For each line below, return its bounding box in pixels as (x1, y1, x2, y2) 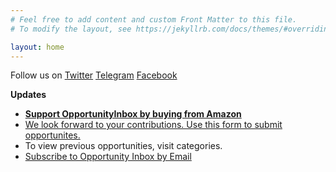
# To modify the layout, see (10, 24, 132, 34)
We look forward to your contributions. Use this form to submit (24, 119, 283, 131)
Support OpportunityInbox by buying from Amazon (24, 108, 242, 120)
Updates (10, 89, 47, 101)
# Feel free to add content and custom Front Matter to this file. (10, 14, 298, 25)
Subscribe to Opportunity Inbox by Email (24, 151, 192, 163)
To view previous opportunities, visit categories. (24, 140, 223, 152)
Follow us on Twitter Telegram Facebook (10, 69, 178, 81)
